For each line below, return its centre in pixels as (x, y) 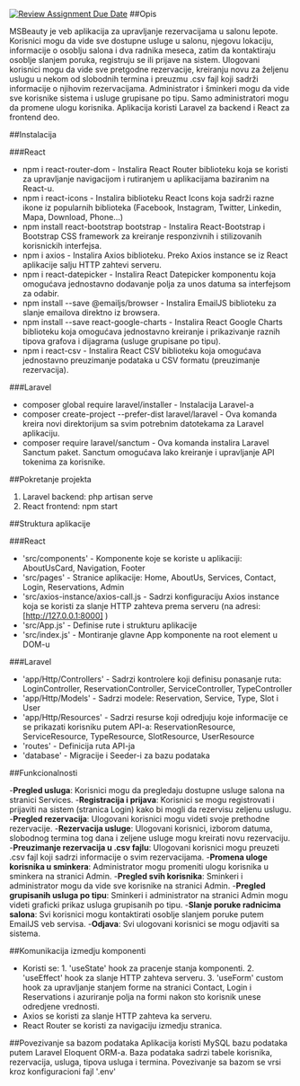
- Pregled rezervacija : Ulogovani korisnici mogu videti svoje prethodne (140, 819)
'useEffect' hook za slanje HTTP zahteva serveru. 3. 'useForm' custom (153, 978)
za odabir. (41, 293)
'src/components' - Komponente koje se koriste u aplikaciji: (132, 558)
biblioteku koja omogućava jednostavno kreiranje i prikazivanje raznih (151, 331)
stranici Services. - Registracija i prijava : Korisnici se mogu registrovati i (142, 800)
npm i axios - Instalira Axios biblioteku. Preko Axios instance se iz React (155, 255)
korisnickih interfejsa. (62, 246)
